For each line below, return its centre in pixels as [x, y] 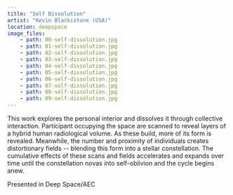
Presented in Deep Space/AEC [52, 184]
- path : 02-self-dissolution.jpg [69, 53]
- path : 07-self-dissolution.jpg [69, 86]
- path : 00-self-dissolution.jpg [69, 40]
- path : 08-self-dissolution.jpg [69, 92]
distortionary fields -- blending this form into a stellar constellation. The [111, 148]
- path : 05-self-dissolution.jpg [69, 72]
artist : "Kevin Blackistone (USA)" [59, 20]
